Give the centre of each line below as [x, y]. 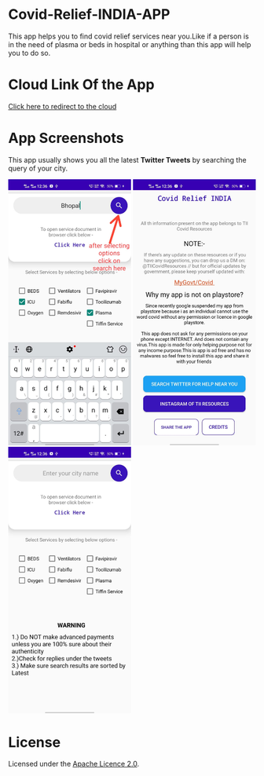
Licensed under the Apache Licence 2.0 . [74, 764]
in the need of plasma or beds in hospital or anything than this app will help [130, 44]
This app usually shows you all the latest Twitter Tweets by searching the [127, 159]
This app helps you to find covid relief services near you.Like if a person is [128, 36]
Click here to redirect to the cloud [62, 106]
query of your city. [38, 168]
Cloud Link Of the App [81, 85]
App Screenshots [66, 138]
